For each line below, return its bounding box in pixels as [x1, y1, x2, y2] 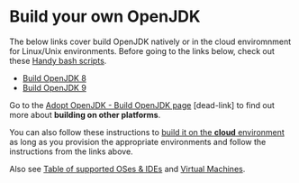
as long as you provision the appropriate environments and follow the [9, 136, 267, 147]
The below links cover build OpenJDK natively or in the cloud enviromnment [9, 36, 292, 47]
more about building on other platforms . [9, 109, 161, 120]
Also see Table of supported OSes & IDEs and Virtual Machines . [9, 163, 246, 174]
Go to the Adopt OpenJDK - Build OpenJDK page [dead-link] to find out [9, 99, 275, 110]
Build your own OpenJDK [9, 6, 201, 27]
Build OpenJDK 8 [22, 72, 87, 83]
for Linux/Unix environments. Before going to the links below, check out [9, 45, 275, 56]
